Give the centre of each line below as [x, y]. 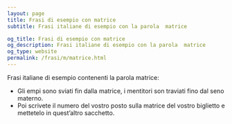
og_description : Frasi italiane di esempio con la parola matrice [107, 45]
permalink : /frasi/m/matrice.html [57, 58]
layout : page [26, 13]
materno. [30, 98]
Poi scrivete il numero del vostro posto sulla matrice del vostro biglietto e [121, 105]
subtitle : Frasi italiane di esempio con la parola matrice [97, 26]
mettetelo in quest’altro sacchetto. [66, 113]
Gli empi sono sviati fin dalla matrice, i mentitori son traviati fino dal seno [121, 91]
